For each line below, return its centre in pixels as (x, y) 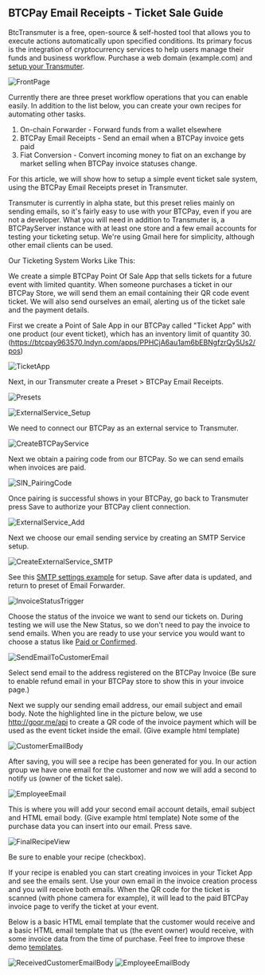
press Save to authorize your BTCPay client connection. (99, 506)
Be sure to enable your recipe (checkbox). (77, 857)
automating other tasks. (47, 114)
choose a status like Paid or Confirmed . (73, 642)
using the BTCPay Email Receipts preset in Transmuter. (98, 187)
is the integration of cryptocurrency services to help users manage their (126, 49)
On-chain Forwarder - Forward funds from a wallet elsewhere (121, 129)
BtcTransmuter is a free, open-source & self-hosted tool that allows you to (129, 32)
